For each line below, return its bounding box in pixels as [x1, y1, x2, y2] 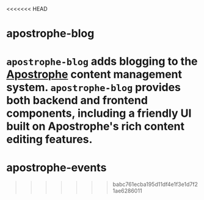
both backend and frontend [6, 94, 148, 108]
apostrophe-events [6, 160, 107, 174]
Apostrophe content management [6, 67, 182, 81]
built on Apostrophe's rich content [6, 119, 185, 133]
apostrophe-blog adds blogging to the [6, 54, 198, 69]
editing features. [6, 133, 93, 146]
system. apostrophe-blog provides [6, 81, 181, 94]
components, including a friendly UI [6, 106, 192, 120]
